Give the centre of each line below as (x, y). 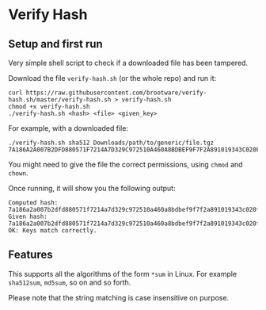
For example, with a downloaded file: (68, 128)
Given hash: (28, 216)
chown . (18, 173)
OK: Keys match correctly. (53, 231)
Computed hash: (33, 203)
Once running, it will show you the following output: (92, 188)
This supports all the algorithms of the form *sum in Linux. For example (123, 274)
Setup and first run (55, 44)
